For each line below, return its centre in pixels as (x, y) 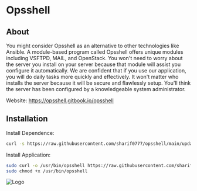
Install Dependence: (30, 133)
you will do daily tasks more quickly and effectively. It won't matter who (92, 77)
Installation (27, 119)
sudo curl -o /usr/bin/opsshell (45, 165)
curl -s (16, 144)
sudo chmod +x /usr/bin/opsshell (47, 171)
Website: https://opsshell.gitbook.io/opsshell (60, 100)
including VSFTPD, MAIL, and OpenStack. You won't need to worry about (94, 58)
